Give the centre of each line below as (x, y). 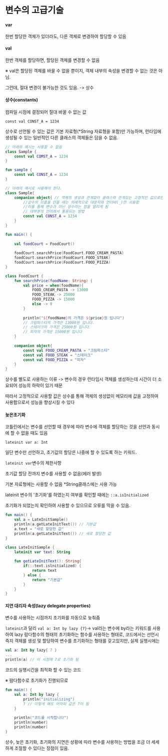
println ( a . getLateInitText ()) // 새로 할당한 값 (62, 533)
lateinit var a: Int (27, 442)
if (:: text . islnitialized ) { (52, 566)
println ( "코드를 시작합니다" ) (41, 718)
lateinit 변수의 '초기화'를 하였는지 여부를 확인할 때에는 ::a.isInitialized (77, 495)
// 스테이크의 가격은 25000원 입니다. (57, 327)
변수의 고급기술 (34, 10)
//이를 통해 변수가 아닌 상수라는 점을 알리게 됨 (66, 207)
